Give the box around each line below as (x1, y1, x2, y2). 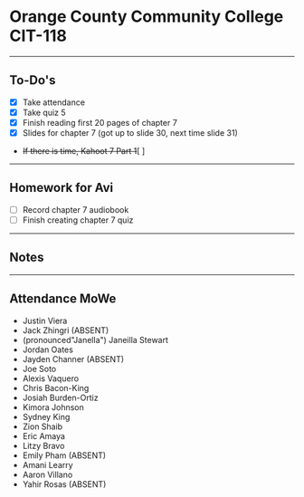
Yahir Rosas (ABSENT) (22, 478, 107, 490)
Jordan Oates (22, 344, 74, 355)
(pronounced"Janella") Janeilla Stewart (22, 334, 169, 345)
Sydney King (22, 411, 71, 422)
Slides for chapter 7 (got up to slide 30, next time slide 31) (22, 127, 238, 138)
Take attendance (22, 97, 86, 108)
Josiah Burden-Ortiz (22, 392, 99, 403)
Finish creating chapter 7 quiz (22, 215, 134, 225)
